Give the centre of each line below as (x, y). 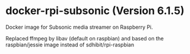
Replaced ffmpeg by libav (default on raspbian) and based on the (85, 38)
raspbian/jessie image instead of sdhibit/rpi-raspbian (70, 45)
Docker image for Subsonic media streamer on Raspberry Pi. (79, 27)
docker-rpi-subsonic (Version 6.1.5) (95, 11)
